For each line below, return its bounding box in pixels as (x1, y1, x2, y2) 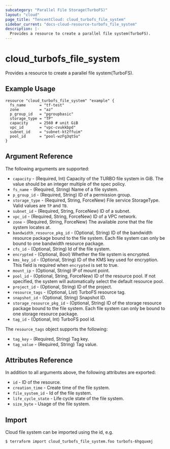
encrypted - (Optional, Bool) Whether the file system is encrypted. (12, 251, 151, 257)
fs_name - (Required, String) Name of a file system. (12, 186, 119, 192)
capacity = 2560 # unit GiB (10, 120, 79, 125)
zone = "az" (10, 107, 53, 112)
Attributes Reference (5, 356, 73, 364)
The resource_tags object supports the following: (5, 326, 108, 332)
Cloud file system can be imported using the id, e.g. (5, 429, 113, 435)
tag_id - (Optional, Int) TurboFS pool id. (12, 316, 95, 322)
